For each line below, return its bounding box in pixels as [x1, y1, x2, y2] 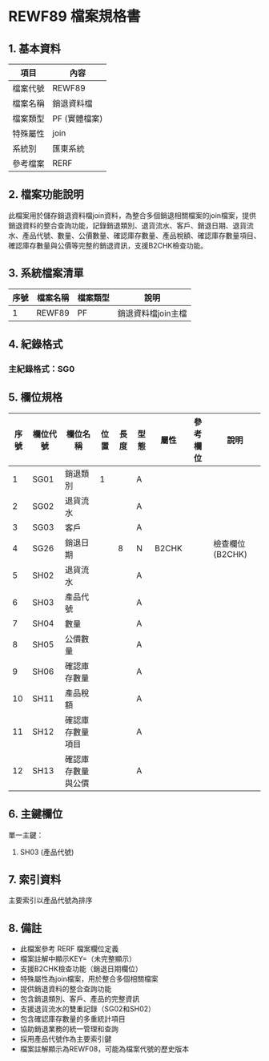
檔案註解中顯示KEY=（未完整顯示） [19, 954, 137, 964]
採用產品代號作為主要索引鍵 [19, 1035, 112, 1044]
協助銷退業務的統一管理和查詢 [19, 1024, 118, 1034]
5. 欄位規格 [8, 390, 62, 405]
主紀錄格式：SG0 [8, 363, 75, 374]
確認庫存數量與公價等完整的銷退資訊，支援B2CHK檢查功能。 [8, 240, 208, 250]
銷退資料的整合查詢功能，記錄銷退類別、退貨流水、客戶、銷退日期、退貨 [8, 220, 247, 230]
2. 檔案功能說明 [8, 188, 84, 201]
